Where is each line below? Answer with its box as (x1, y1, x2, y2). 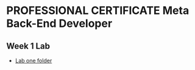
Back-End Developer (6, 16, 113, 30)
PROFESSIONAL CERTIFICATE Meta (6, 4, 190, 18)
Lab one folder (15, 57, 52, 64)
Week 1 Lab (6, 41, 51, 51)
